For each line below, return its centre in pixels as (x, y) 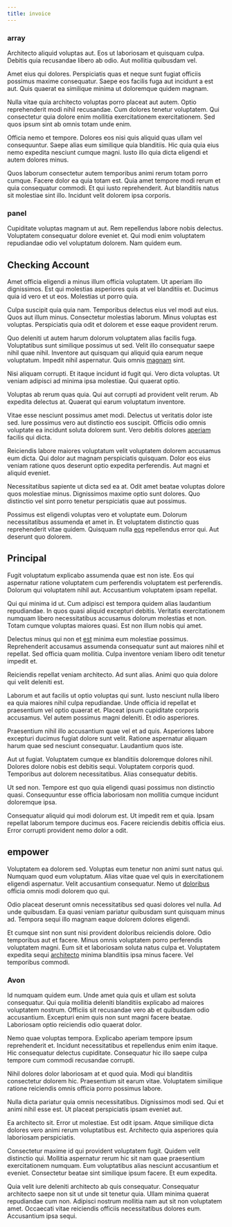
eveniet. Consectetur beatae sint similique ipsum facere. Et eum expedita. (112, 1173)
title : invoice (29, 14)
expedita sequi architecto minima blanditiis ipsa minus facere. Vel (100, 954)
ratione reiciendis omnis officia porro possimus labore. (85, 1088)
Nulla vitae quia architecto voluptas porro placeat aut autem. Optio (102, 102)
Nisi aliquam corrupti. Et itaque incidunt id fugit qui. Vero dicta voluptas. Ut (114, 374)
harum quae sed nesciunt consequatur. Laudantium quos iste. (95, 745)
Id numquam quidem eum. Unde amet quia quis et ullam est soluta (101, 995)
